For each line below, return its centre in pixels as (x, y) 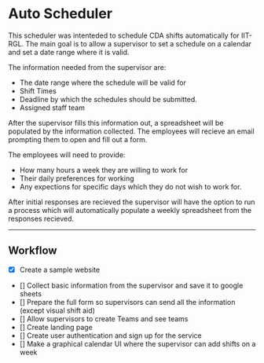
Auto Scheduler (60, 14)
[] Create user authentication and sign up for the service (110, 335)
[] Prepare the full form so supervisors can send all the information (127, 302)
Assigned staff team (52, 108)
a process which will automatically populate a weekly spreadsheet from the (130, 210)
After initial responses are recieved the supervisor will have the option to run (132, 202)
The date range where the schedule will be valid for (103, 82)
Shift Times (38, 90)
